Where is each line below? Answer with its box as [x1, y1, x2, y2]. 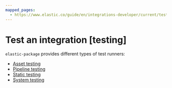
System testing [12, 77, 45, 83]
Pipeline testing [12, 66, 46, 72]
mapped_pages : [5, 7, 36, 13]
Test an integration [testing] [5, 34, 127, 46]
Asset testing [12, 61, 41, 67]
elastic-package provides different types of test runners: [5, 51, 125, 57]
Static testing [12, 72, 41, 78]
